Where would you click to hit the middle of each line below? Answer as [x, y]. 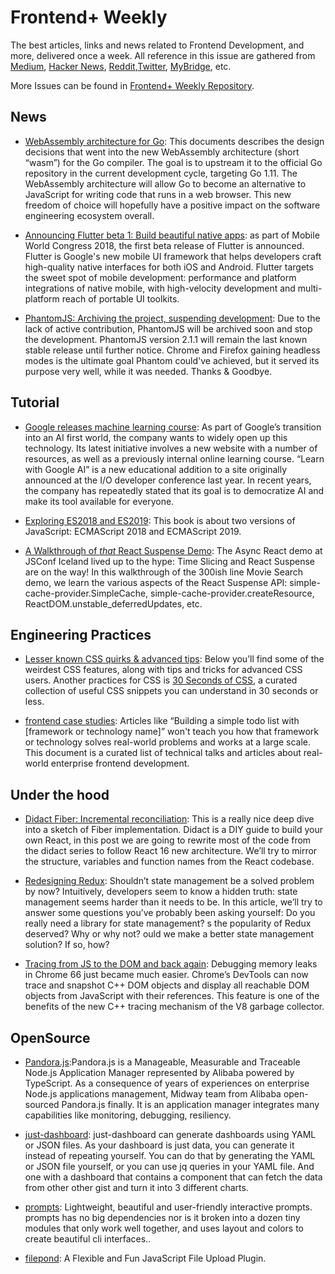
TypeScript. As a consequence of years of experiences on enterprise [167, 1083]
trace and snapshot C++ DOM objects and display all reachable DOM [167, 985]
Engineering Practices [81, 634]
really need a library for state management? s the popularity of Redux [168, 923]
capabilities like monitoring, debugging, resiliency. [128, 1115]
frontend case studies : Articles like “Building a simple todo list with [162, 721]
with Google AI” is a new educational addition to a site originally [156, 469]
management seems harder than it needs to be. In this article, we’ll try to [173, 902]
